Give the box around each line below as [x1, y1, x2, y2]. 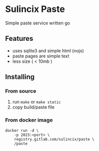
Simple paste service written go [5, 20, 71, 26]
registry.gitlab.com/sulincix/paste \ [14, 137, 95, 142]
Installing [5, 73, 35, 81]
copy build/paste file [12, 104, 55, 110]
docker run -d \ [5, 128, 39, 133]
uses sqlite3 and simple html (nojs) [12, 47, 84, 53]
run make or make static [12, 99, 61, 105]
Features [5, 34, 33, 43]
